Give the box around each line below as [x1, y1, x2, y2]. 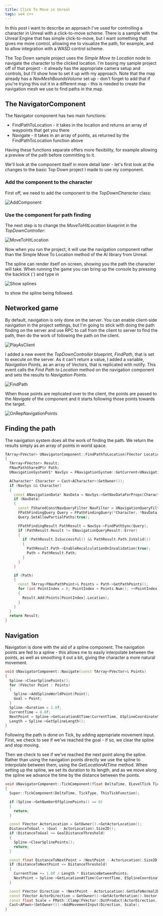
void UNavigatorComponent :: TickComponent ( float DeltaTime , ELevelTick [5, 782, 151, 786]
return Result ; [9, 613, 40, 619]
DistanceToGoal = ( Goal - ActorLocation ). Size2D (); [9, 826, 116, 831]
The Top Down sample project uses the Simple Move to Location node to [5, 55, 151, 61]
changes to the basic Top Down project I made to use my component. [5, 167, 145, 173]
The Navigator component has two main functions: [5, 113, 107, 119]
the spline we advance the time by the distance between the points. [5, 772, 141, 778]
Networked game [5, 304, 59, 312]
